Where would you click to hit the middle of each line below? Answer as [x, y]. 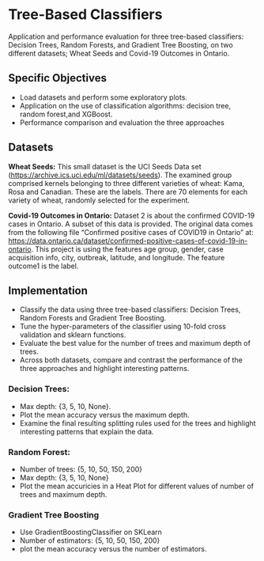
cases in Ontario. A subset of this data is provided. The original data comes [131, 224]
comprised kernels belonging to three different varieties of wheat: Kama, [126, 183]
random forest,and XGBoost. [66, 114]
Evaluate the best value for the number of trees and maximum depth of [135, 343]
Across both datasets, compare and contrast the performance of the [131, 360]
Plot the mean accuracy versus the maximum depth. [104, 415]
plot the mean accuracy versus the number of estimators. [113, 549]
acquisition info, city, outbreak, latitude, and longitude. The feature [117, 257]
